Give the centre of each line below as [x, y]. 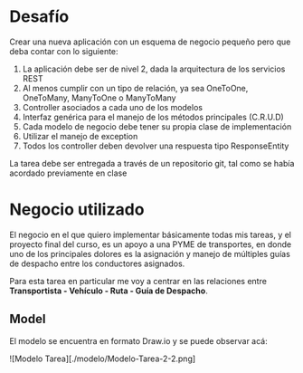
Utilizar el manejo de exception [80, 136]
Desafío [39, 17]
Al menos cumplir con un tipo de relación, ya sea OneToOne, [135, 88]
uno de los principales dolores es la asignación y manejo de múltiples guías [150, 253]
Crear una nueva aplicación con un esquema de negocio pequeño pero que [150, 42]
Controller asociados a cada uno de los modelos [113, 107]
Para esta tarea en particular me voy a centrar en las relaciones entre [138, 281]
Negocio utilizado [77, 210]
